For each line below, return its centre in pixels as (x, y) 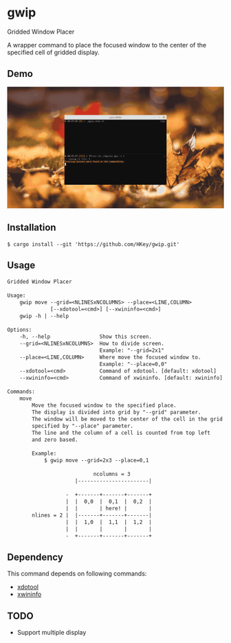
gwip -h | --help (44, 316)
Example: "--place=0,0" (133, 364)
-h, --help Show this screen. (86, 337)
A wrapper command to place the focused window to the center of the (107, 45)
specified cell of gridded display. (53, 52)
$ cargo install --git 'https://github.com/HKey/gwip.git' (93, 244)
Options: (20, 330)
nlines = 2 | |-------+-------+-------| (92, 516)
